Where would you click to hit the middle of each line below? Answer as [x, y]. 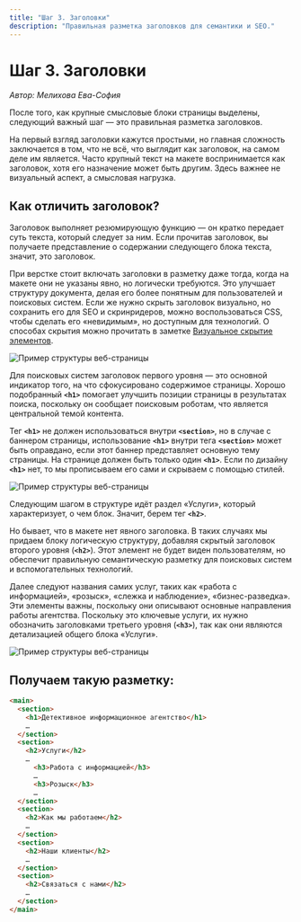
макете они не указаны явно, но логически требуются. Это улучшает [142, 283]
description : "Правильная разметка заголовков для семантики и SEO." [142, 26]
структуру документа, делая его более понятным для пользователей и [146, 293]
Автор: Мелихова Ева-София [65, 95]
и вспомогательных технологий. [71, 569]
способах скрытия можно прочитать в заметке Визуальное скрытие [141, 331]
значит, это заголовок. [53, 256]
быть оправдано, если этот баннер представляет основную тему [135, 450]
